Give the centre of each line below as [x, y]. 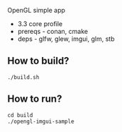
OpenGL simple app [37, 10]
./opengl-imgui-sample [41, 121]
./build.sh [23, 77]
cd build [20, 115]
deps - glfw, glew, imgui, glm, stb [66, 39]
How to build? [38, 61]
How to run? [35, 99]
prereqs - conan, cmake [53, 31]
